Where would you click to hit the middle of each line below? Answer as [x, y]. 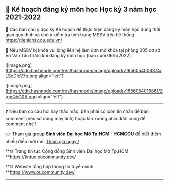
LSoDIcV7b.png [21, 76]
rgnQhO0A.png [21, 96]
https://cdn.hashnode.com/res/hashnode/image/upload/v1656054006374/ [84, 70]
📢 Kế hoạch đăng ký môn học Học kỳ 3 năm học [81, 9]
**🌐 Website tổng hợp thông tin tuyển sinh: [50, 166]
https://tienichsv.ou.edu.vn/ [34, 40]
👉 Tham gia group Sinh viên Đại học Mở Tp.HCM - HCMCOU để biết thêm [83, 134]
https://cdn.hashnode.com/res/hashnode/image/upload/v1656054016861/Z [85, 91]
